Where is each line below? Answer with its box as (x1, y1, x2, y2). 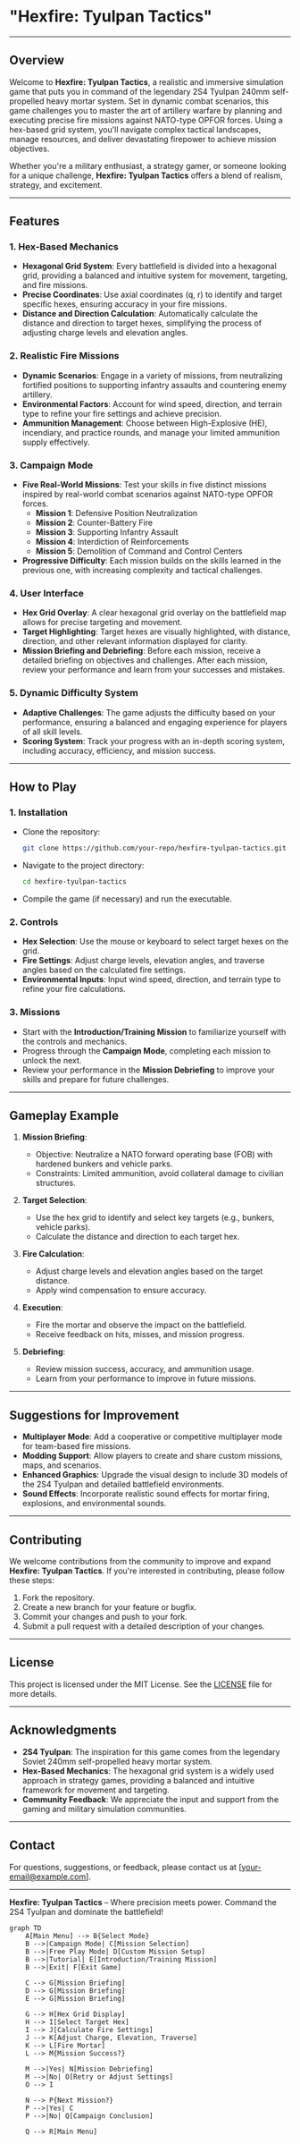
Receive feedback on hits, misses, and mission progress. (35, 1329, 246, 1340)
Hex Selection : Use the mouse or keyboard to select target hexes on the (21, 936, 289, 947)
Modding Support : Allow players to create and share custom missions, (21, 1451, 283, 1462)
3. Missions (9, 1006, 61, 1019)
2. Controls (9, 915, 59, 928)
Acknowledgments (9, 1723, 118, 1738)
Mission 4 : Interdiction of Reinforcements (35, 537, 189, 547)
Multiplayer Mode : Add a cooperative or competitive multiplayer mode (21, 1431, 283, 1442)
